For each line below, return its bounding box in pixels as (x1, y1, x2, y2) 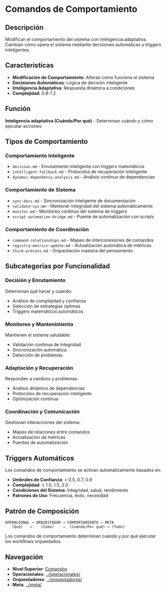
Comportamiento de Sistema (5, 186, 76, 193)
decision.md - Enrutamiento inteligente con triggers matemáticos (12, 164, 145, 170)
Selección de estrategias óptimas (12, 303, 81, 309)
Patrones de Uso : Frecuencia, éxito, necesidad (12, 492, 109, 499)
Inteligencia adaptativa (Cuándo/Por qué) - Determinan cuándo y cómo (5, 118, 154, 123)
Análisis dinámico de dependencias (12, 385, 85, 391)
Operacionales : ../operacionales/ (12, 571, 81, 577)
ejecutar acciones (5, 123, 42, 129)
